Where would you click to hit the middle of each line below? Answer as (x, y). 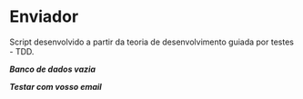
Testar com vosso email (56, 86)
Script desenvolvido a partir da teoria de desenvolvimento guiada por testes (151, 42)
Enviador (44, 17)
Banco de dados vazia (53, 69)
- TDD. (22, 51)
